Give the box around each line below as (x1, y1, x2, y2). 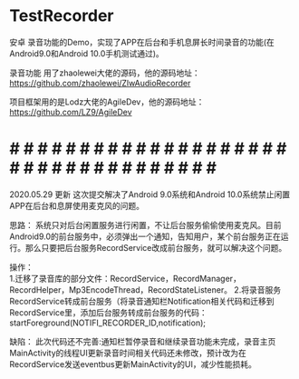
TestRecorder (9, 5, 115, 26)
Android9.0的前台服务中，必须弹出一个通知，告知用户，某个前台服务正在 (9, 231, 281, 242)
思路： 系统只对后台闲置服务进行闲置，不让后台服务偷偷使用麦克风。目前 (9, 219, 282, 230)
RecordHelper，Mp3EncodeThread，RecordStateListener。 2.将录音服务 (9, 284, 282, 295)
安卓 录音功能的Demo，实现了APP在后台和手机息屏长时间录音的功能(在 (9, 36, 275, 47)
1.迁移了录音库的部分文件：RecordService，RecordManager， (9, 273, 242, 284)
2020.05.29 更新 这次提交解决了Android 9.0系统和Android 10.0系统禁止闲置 (9, 188, 291, 200)
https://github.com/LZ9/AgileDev (9, 106, 133, 117)
